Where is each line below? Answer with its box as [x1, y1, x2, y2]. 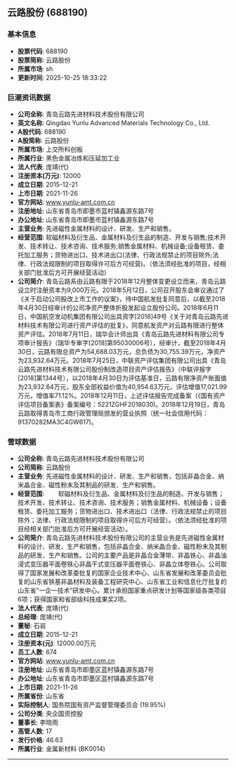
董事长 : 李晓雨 [17, 718, 58, 727]
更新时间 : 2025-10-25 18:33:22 [17, 73, 107, 82]
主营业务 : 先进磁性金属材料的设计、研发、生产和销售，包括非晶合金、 [17, 472, 218, 481]
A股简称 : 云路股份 [17, 136, 70, 144]
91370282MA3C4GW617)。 [17, 417, 98, 426]
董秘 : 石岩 [17, 621, 46, 630]
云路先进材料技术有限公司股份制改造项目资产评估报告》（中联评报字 [17, 365, 212, 373]
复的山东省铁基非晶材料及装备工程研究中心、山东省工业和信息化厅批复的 [17, 578, 227, 586]
